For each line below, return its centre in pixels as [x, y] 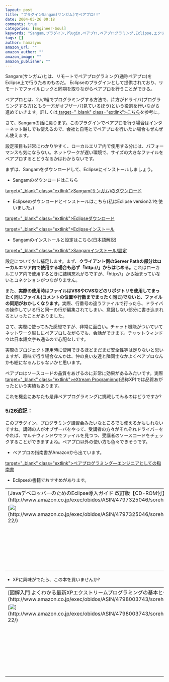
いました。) [23, 208]
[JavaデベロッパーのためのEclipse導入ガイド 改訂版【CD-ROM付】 [86, 493]
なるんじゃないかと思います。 [53, 362]
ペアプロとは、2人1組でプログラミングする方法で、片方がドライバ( [74, 100]
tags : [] [14, 38]
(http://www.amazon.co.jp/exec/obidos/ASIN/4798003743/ [79, 599]
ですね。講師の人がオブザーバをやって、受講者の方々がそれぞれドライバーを [84, 429]
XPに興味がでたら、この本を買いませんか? [56, 579]
